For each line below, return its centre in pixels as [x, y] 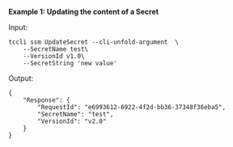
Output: [21, 78]
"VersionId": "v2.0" [72, 121]
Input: [18, 27]
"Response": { [47, 100]
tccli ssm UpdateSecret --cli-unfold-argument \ [94, 42]
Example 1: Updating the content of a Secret [84, 12]
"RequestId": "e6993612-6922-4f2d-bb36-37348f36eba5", [132, 107]
